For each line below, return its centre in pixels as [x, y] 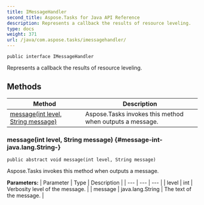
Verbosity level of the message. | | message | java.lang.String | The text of [99, 189]
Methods [24, 87]
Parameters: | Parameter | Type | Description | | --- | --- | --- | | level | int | [100, 183]
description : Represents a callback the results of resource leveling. [99, 23]
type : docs [21, 29]
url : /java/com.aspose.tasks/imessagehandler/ [67, 40]
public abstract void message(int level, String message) [81, 160]
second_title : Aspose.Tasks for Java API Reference [73, 18]
